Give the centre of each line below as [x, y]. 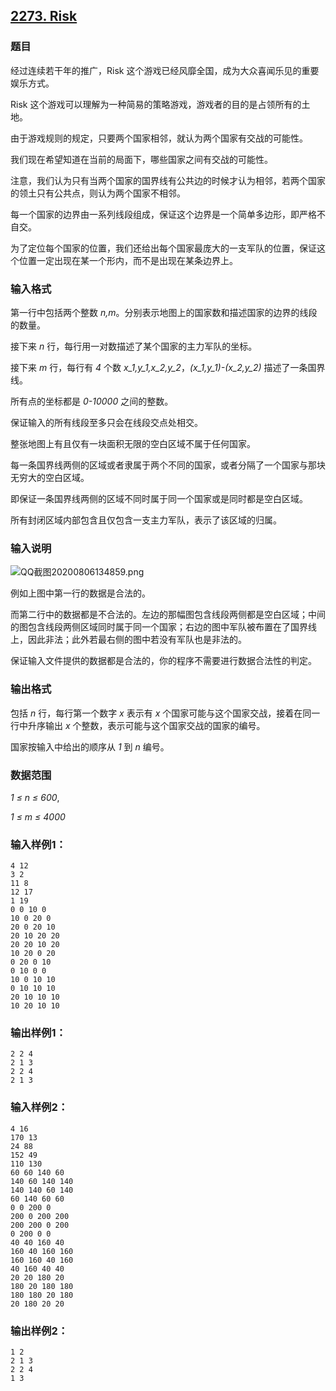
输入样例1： [38, 844]
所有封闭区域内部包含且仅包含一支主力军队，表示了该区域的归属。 [146, 520]
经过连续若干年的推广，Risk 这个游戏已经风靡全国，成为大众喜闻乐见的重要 [165, 70]
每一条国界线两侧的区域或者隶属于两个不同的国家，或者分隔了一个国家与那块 [168, 465]
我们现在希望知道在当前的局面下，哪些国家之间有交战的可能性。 [141, 159]
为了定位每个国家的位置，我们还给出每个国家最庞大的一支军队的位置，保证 [163, 248]
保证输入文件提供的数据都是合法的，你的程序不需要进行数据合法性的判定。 [163, 661]
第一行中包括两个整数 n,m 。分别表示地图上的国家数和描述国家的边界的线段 [164, 312]
